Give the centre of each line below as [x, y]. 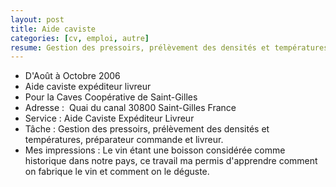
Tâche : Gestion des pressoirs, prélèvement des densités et [147, 129]
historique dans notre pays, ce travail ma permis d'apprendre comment [171, 161]
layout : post [37, 19]
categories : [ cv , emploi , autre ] [80, 38]
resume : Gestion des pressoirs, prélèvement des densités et [140, 47]
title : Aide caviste [53, 29]
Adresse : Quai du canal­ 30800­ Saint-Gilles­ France [130, 108]
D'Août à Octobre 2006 [72, 76]
